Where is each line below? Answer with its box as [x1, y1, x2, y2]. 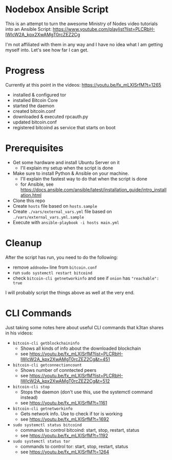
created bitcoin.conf [12, 108, 56, 114]
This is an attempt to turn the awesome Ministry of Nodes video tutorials [5, 21, 158, 27]
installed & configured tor [12, 91, 67, 98]
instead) [20, 394, 38, 401]
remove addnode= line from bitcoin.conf [12, 264, 97, 270]
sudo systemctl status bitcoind [12, 422, 82, 428]
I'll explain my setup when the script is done [20, 165, 114, 171]
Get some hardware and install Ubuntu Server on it [12, 159, 120, 165]
